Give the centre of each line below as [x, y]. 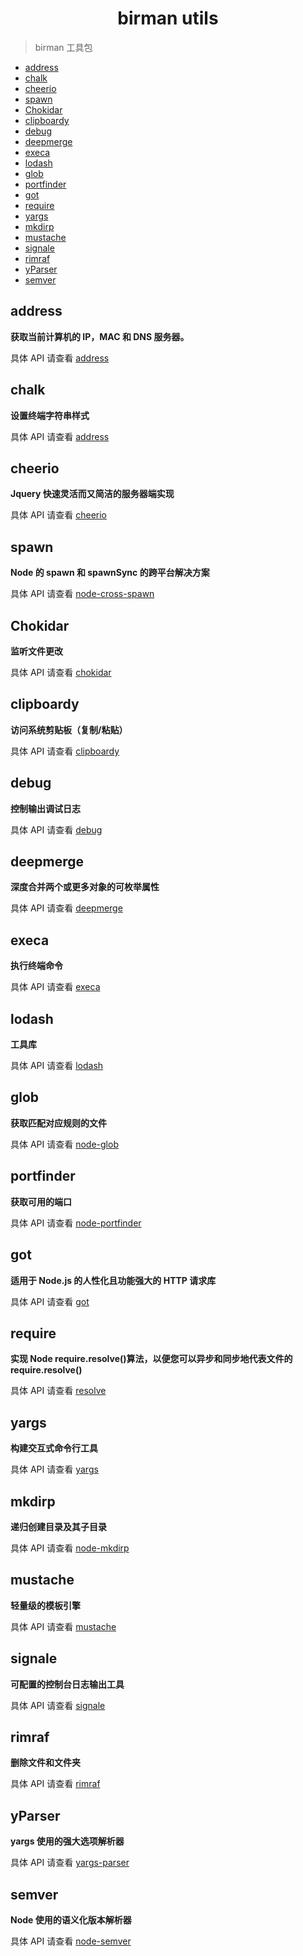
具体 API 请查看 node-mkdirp [70, 1548]
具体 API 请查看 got [50, 1301]
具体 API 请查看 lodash [57, 1066]
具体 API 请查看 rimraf [55, 1784]
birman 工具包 [63, 47]
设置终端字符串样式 [50, 415]
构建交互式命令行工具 [54, 1448]
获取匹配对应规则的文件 [58, 1123]
